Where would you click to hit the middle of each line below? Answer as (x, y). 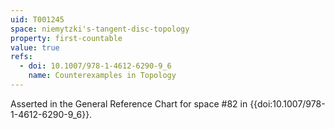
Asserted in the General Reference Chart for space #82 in (129, 103)
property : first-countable (66, 38)
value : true (35, 47)
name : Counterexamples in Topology (102, 76)
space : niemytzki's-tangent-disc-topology (100, 29)
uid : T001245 (37, 19)
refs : (21, 57)
